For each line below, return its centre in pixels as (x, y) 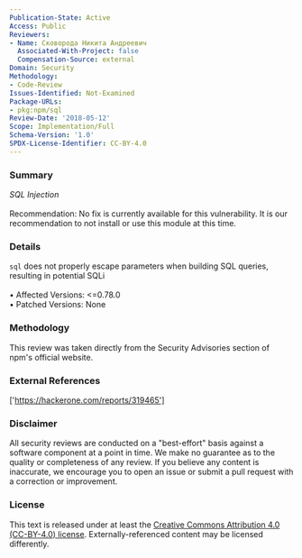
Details (25, 246)
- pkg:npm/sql (36, 110)
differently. (29, 544)
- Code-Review (36, 85)
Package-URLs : (36, 101)
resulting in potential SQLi (57, 276)
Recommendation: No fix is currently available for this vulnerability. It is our (149, 214)
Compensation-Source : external (76, 59)
